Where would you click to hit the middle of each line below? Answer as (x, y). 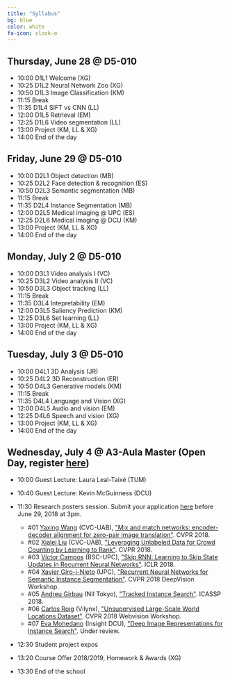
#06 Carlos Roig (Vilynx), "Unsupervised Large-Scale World (114, 609)
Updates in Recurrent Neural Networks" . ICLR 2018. (101, 565)
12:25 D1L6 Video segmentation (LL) (69, 122)
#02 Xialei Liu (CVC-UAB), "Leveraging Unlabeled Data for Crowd (121, 543)
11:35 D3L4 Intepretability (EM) (61, 303)
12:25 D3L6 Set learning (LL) (58, 318)
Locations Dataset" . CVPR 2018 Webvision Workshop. (105, 616)
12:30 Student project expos (58, 645)
